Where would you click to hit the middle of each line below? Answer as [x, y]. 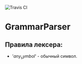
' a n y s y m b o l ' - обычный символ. [45, 57]
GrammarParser [38, 27]
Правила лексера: [34, 45]
